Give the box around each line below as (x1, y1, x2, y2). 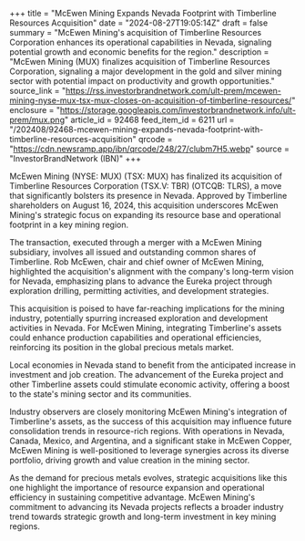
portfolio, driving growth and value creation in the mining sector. (9, 455, 250, 465)
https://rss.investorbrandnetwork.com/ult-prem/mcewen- (65, 86, 282, 96)
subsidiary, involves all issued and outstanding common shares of (9, 246, 257, 257)
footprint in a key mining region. (9, 219, 129, 230)
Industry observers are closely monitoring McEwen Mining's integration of (9, 406, 288, 417)
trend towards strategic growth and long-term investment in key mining (9, 511, 277, 522)
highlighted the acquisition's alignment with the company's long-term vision (9, 266, 294, 276)
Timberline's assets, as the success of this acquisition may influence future (9, 416, 292, 427)
